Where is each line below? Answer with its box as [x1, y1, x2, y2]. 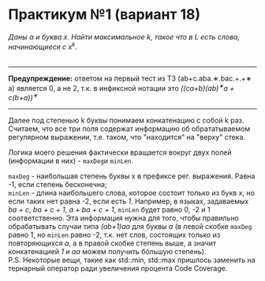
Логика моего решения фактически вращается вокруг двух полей [8, 148, 232, 157]
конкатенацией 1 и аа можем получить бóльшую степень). [8, 247, 207, 257]
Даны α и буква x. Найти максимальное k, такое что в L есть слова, [8, 32, 241, 41]
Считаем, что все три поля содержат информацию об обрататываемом [8, 124, 251, 133]
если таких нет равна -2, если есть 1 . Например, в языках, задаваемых [8, 197, 249, 206]
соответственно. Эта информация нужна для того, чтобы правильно [8, 213, 239, 223]
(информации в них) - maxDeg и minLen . [8, 156, 134, 166]
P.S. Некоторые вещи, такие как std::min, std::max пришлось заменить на [8, 255, 256, 265]
